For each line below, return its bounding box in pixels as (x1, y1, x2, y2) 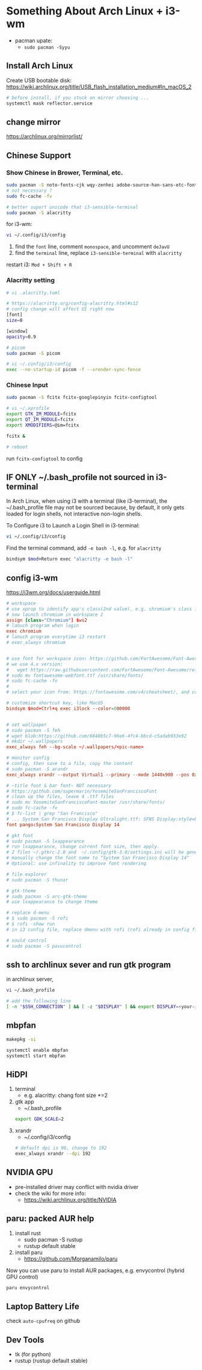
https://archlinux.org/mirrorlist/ (6, 133, 83, 140)
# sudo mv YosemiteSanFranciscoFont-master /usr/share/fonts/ (6, 799, 165, 805)
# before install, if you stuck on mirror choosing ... (6, 94, 149, 100)
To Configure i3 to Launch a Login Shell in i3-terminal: (6, 522, 140, 529)
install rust (14, 1229, 41, 1236)
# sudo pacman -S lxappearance (6, 838, 85, 844)
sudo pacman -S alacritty (6, 209, 71, 216)
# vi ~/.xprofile (6, 405, 50, 411)
